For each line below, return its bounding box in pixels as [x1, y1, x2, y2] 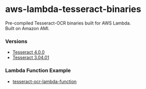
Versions [5, 37, 27, 44]
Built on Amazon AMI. [5, 25, 50, 31]
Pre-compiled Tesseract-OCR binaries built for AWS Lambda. [5, 20, 131, 26]
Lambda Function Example [5, 67, 71, 74]
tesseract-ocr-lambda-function [12, 78, 77, 84]
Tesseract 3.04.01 [12, 54, 49, 60]
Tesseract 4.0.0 [12, 49, 45, 55]
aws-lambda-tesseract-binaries [5, 3, 141, 15]
